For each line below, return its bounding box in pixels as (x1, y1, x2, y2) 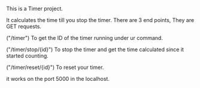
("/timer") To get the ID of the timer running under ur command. (6, 34, 163, 41)
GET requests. (6, 23, 42, 30)
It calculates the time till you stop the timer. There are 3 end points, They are (6, 17, 195, 23)
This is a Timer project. (6, 5, 63, 12)
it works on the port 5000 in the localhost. (6, 76, 110, 82)
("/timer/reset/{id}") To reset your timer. (6, 64, 104, 71)
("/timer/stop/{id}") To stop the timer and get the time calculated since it (6, 46, 184, 53)
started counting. (6, 52, 49, 59)
